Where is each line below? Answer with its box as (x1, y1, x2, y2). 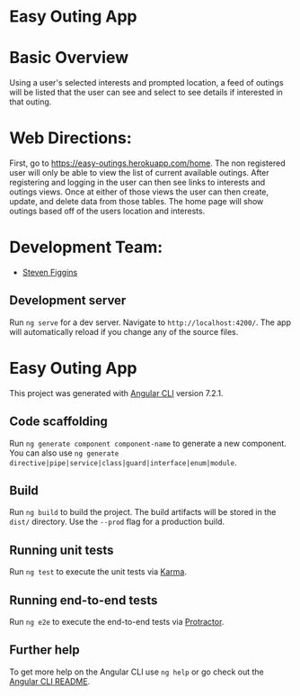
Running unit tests (9, 542, 114, 557)
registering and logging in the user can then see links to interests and (9, 177, 266, 188)
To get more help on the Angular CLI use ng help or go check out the (9, 666, 264, 677)
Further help (9, 642, 81, 658)
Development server (9, 293, 127, 308)
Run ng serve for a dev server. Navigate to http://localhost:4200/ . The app (9, 317, 292, 328)
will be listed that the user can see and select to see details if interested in (9, 87, 283, 98)
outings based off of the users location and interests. (9, 205, 206, 217)
